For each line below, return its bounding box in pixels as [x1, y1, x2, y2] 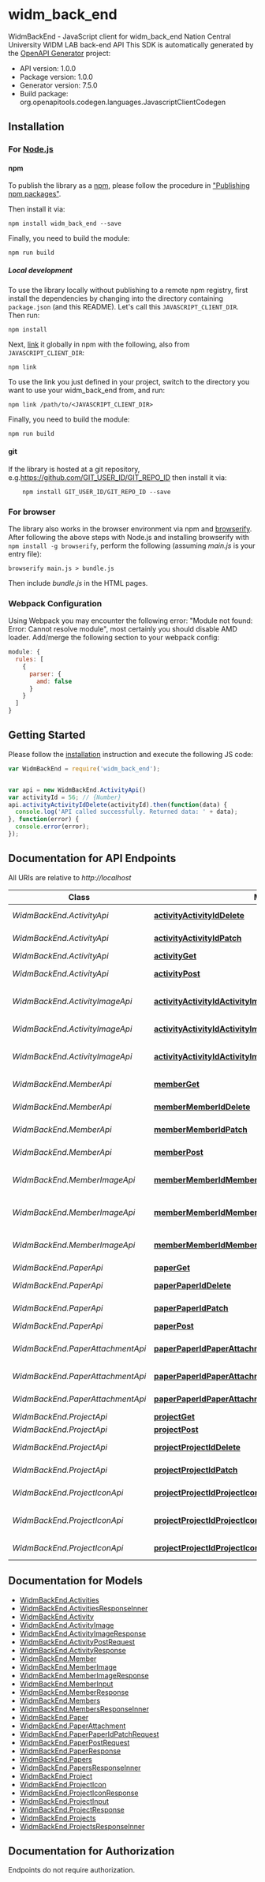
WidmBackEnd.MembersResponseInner [19, 1704, 150, 1714]
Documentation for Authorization [8, 1844, 175, 1858]
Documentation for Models [8, 1574, 144, 1588]
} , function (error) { [8, 815, 80, 823]
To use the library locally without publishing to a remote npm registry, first [8, 286, 248, 295]
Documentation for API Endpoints [8, 852, 177, 865]
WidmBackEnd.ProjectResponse [19, 1805, 125, 1814]
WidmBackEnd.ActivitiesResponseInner [19, 1603, 148, 1613]
